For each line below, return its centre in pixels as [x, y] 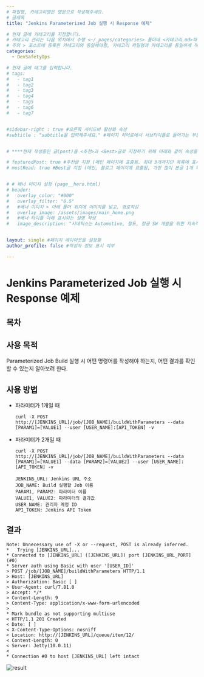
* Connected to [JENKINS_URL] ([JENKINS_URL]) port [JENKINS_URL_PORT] [99, 555]
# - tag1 [20, 79]
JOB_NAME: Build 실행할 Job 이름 [54, 485]
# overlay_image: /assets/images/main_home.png [70, 213]
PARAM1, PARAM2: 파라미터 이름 [51, 491]
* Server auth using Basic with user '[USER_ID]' [70, 566]
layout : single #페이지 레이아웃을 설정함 [54, 240]
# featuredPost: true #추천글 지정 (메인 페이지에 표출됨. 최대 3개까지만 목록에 [98, 162]
